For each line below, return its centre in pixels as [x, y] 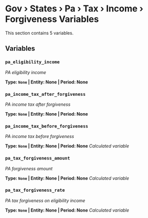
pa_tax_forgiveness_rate [35, 190]
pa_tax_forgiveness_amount [38, 158]
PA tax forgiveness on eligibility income [45, 200]
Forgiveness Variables [52, 19]
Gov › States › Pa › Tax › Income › [74, 9]
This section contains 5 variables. [39, 33]
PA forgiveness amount [29, 168]
